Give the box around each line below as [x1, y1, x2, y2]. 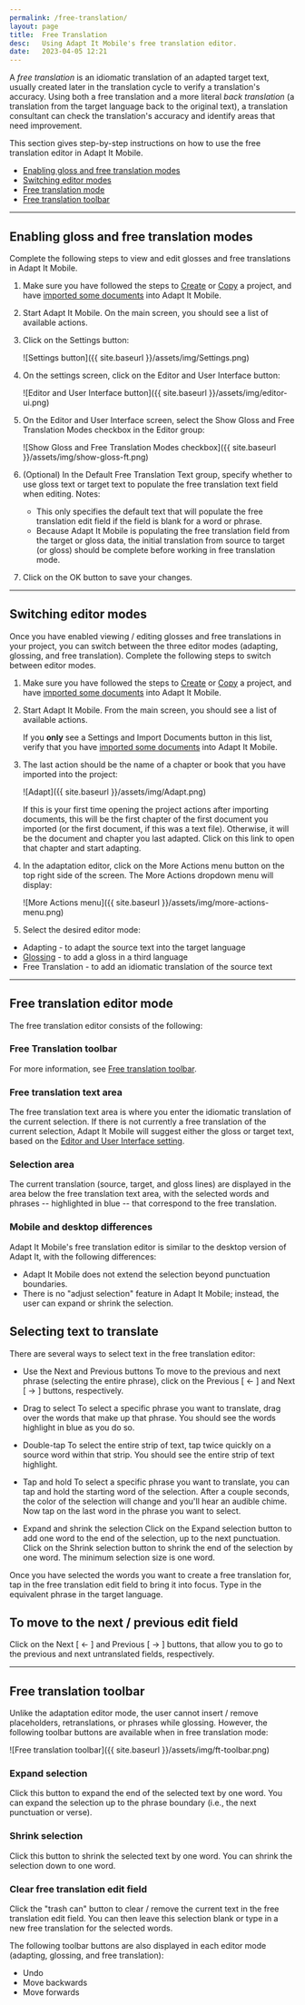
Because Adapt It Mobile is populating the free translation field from [35, 525, 290, 536]
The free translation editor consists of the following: [9, 1020, 203, 1031]
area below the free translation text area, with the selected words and [9, 1189, 270, 1200]
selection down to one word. [9, 1860, 116, 1871]
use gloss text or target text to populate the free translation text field [22, 479, 279, 489]
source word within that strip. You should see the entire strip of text [22, 1449, 275, 1460]
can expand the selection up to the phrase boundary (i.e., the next [9, 1797, 257, 1808]
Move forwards [22, 1987, 80, 1998]
